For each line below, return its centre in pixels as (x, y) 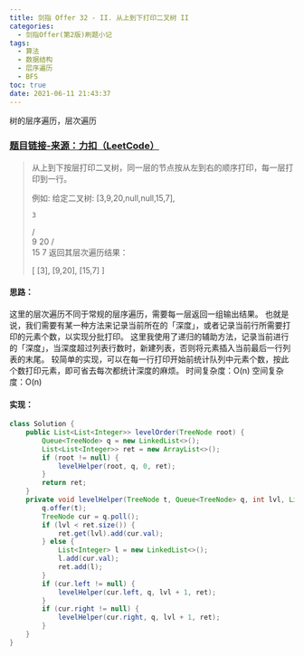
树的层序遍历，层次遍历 (53, 120)
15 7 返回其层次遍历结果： (80, 252)
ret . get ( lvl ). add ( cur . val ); (111, 533)
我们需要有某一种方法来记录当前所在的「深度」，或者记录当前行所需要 (154, 325)
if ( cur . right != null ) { (91, 609)
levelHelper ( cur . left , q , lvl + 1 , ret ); (137, 592)
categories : (32, 26)
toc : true (28, 85)
